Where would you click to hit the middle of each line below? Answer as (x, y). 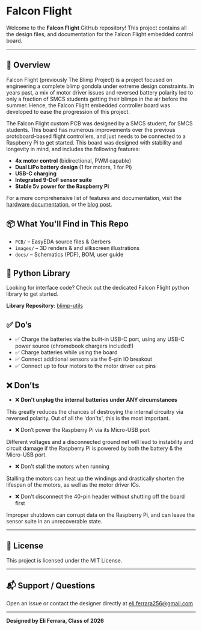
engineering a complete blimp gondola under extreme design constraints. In (100, 86)
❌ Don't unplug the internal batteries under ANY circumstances (96, 400)
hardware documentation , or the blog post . (59, 204)
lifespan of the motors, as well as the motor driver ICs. (73, 485)
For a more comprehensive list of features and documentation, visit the (94, 198)
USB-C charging (36, 173)
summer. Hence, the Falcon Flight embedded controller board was (88, 105)
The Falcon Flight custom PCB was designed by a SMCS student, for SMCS (99, 123)
